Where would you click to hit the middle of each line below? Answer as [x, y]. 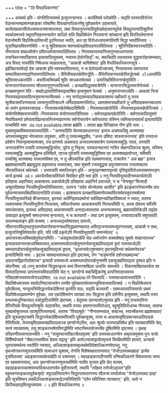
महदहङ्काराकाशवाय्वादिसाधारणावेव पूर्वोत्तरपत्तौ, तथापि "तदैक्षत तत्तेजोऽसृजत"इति [68, 368]
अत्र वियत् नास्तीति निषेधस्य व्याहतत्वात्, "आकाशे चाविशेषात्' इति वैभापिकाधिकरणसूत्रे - [73, 63]
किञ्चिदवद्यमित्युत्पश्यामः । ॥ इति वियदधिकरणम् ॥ [45, 385]
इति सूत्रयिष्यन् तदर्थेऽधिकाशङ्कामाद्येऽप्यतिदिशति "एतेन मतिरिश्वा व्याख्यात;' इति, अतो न [73, 379]
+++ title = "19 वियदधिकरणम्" [32, 8]
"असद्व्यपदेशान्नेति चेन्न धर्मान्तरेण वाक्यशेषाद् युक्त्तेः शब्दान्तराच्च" [107, 238]
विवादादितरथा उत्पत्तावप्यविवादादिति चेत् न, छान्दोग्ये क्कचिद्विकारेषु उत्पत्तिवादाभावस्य [69, 272]
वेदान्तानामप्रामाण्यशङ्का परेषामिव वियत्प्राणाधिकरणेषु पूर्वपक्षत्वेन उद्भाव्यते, [61, 23]
